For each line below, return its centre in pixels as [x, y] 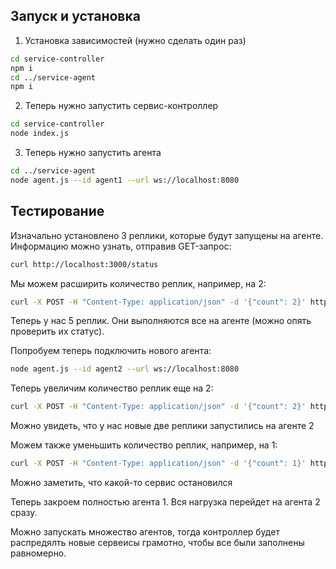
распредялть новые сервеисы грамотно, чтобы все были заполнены [157, 542]
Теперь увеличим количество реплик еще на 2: [112, 388]
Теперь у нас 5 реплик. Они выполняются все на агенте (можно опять [161, 321]
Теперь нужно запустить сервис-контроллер [121, 106]
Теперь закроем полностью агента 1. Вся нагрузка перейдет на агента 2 [165, 502]
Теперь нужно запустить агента [93, 153]
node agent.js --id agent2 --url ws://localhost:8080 [125, 369]
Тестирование [57, 211]
